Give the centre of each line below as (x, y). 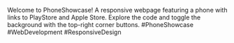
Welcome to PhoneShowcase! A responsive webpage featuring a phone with (117, 10)
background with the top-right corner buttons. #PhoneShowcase (101, 25)
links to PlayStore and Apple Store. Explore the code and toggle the (104, 17)
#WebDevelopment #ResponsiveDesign (64, 32)
